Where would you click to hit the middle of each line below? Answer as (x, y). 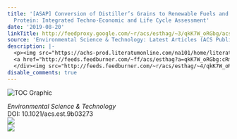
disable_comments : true (42, 72)
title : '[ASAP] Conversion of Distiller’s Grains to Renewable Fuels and (118, 14)
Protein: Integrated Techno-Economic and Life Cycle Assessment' (112, 20)
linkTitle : (23, 33)
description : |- (31, 46)
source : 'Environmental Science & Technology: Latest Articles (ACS (110, 40)
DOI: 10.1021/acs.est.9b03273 (50, 114)
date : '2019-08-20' (36, 27)
